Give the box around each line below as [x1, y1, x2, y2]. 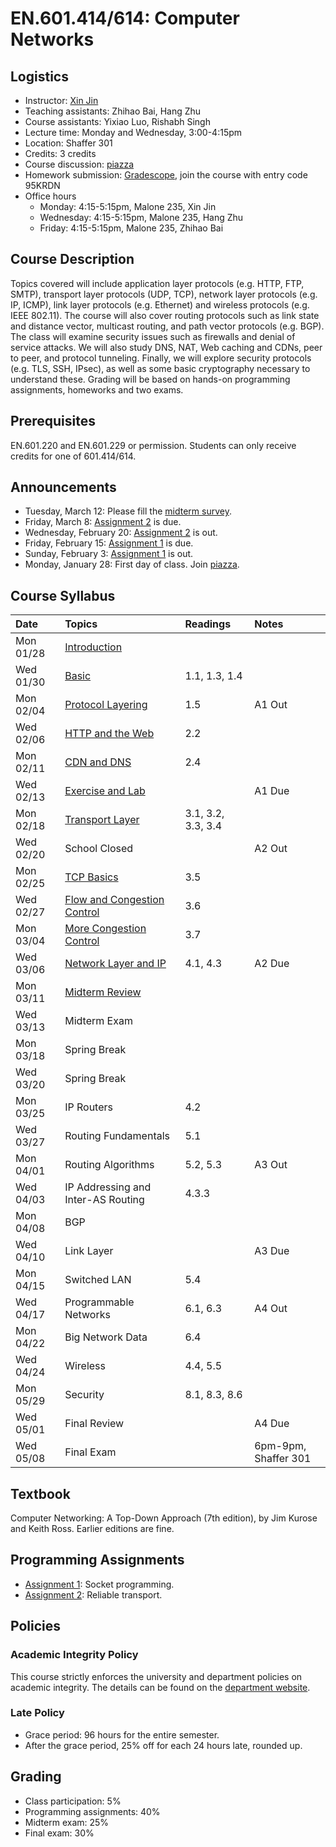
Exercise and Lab [64, 784, 146, 798]
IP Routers [64, 1100, 113, 1114]
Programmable [64, 1295, 135, 1309]
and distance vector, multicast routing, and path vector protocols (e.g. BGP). [10, 320, 325, 332]
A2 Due [254, 957, 290, 971]
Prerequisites [10, 413, 96, 430]
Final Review [64, 1417, 125, 1431]
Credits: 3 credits [24, 148, 97, 159]
